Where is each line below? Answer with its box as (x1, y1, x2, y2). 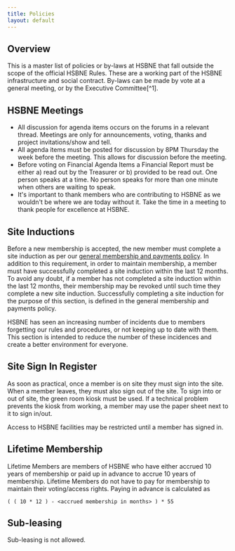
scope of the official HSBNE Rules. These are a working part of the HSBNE (7, 69, 223, 77)
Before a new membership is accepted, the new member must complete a (7, 244, 221, 253)
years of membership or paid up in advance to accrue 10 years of (7, 469, 196, 478)
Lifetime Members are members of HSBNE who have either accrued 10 (7, 462, 212, 470)
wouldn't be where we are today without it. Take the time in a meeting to (17, 198, 227, 206)
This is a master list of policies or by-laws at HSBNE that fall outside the (7, 61, 214, 70)
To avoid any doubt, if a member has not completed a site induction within (7, 274, 221, 282)
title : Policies (7, 10, 55, 18)
